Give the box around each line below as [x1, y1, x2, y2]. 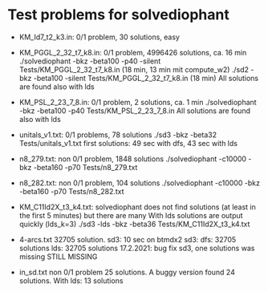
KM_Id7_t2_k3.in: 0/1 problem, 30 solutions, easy [18, 32, 180, 42]
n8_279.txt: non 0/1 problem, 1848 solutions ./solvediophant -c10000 [18, 154, 246, 164]
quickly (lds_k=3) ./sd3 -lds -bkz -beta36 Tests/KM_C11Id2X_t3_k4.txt [18, 219, 250, 229]
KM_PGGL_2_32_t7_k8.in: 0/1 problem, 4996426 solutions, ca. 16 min [18, 47, 247, 57]
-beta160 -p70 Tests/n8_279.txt [33, 162, 138, 172]
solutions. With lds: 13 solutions [18, 275, 124, 286]
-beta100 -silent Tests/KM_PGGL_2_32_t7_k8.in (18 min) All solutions [33, 73, 259, 83]
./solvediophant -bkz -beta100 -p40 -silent [18, 56, 161, 66]
